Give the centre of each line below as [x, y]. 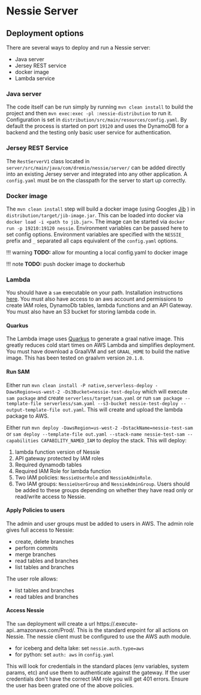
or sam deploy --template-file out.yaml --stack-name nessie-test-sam [95, 434]
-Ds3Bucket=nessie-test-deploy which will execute [125, 391]
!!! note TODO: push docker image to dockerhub [66, 264]
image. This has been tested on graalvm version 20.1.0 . [75, 358]
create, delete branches [44, 541]
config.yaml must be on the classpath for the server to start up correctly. [96, 180]
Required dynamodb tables [48, 465]
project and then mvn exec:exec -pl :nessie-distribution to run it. [89, 113]
